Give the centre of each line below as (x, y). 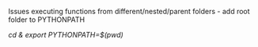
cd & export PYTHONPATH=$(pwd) (66, 35)
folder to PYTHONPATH (47, 20)
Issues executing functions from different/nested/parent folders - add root (129, 11)
